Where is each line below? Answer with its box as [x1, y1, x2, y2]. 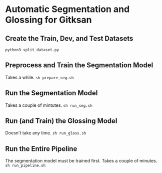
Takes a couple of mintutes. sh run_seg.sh [5, 102, 92, 108]
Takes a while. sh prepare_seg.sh [5, 74, 74, 80]
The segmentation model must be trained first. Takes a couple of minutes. [5, 158, 157, 164]
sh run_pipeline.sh [5, 163, 46, 168]
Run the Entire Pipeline [5, 144, 77, 153]
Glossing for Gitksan [5, 14, 92, 26]
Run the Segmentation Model [5, 89, 98, 97]
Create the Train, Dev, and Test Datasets [5, 34, 133, 43]
